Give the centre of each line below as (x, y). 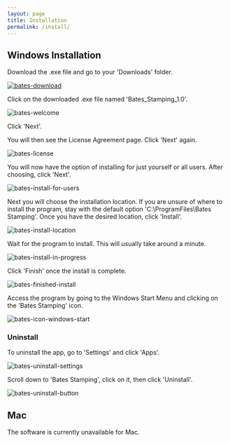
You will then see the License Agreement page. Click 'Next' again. (102, 140)
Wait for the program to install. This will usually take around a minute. (107, 244)
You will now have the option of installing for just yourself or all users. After (115, 167)
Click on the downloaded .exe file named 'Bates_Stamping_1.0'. (98, 100)
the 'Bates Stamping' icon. (45, 306)
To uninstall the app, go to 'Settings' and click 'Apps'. (84, 353)
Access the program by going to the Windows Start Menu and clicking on (113, 298)
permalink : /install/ (39, 27)
